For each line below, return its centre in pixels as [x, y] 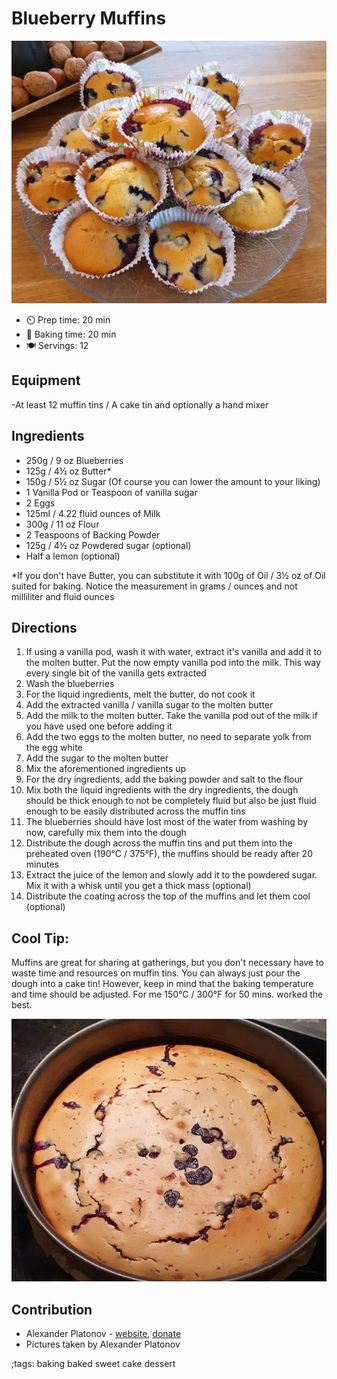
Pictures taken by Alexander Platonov [103, 1344]
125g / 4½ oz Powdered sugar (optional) [108, 545]
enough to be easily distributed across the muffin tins [135, 811]
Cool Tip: [40, 938]
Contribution [52, 1309]
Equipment [46, 380]
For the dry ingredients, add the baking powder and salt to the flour [164, 779]
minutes [42, 864]
